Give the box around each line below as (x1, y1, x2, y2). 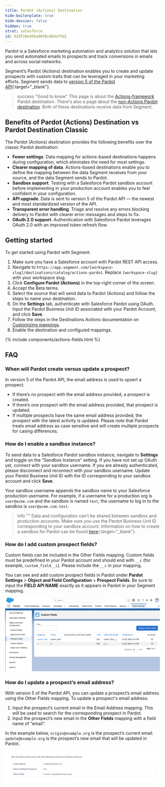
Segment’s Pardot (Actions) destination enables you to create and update (5, 68, 153, 74)
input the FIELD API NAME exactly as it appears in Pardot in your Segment (5, 582, 156, 588)
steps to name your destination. (12, 295, 77, 301)
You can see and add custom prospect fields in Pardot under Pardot (5, 572, 143, 578)
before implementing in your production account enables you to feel (12, 185, 150, 191)
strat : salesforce (5, 29, 43, 34)
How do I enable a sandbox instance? (5, 440, 96, 447)
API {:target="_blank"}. (5, 84, 51, 90)
